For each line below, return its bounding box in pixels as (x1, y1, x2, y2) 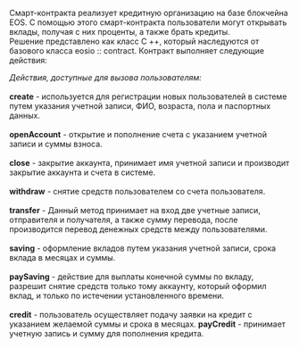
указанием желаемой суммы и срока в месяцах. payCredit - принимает (9, 319, 286, 329)
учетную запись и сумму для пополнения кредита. (9, 328, 204, 338)
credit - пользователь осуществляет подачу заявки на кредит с (9, 310, 253, 319)
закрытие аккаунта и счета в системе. (9, 167, 156, 178)
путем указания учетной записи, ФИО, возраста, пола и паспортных (9, 101, 271, 111)
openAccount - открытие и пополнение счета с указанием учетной (9, 129, 268, 139)
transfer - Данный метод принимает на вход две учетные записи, (9, 205, 262, 215)
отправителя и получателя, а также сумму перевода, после (9, 214, 238, 225)
